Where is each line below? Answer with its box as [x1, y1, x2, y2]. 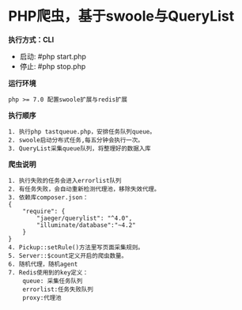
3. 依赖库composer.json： [8, 193, 89, 202]
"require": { [22, 207, 66, 215]
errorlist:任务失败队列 [22, 285, 93, 293]
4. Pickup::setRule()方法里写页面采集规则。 [8, 243, 144, 251]
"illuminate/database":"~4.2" [36, 221, 136, 229]
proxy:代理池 [22, 293, 62, 301]
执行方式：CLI [8, 35, 55, 44]
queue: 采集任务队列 [22, 277, 83, 285]
